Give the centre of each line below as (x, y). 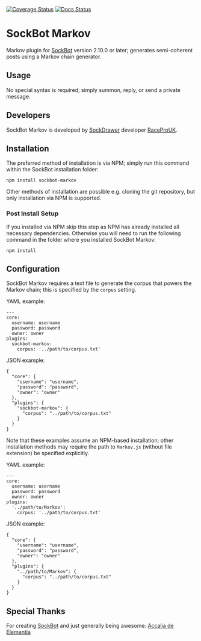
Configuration (33, 269)
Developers (28, 115)
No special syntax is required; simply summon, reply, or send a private (93, 90)
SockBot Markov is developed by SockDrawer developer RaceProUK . (92, 130)
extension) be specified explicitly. (48, 453)
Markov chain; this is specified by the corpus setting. (71, 290)
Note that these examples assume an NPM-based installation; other (90, 440)
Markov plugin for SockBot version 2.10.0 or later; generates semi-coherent (100, 50)
